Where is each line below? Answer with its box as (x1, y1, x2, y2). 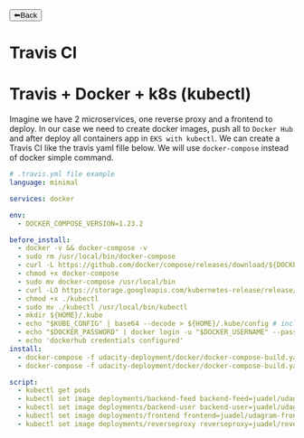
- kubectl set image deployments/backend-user (17, 403, 196, 412)
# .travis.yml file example (9, 170, 116, 179)
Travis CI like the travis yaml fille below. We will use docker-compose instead (9, 143, 290, 154)
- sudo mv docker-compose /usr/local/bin (17, 277, 176, 286)
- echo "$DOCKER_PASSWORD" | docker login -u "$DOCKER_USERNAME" (17, 328, 270, 337)
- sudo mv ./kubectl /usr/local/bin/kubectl (17, 303, 188, 312)
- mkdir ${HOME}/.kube (17, 311, 103, 320)
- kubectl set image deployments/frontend (17, 411, 180, 420)
